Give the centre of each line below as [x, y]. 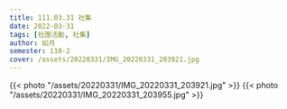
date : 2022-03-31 [42, 26]
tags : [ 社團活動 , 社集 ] [50, 34]
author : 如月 [32, 43]
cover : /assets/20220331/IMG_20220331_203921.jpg [105, 59]
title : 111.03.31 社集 [51, 18]
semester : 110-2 [40, 51]
